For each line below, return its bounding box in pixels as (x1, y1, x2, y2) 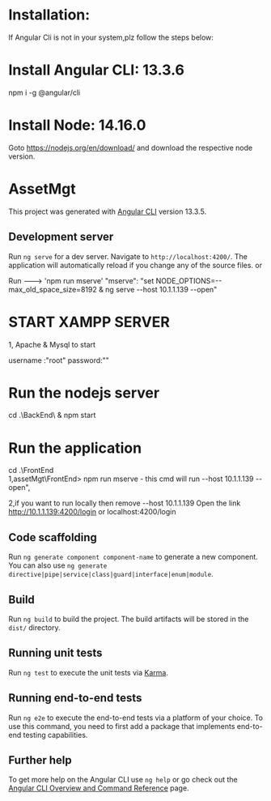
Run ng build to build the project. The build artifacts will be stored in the (8, 614, 249, 624)
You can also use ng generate (8, 560, 108, 570)
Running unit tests (8, 646, 103, 660)
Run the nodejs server (8, 383, 160, 402)
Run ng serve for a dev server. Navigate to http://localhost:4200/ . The (8, 251, 248, 261)
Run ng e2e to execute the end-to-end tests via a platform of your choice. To (8, 713, 264, 722)
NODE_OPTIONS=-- (155, 275, 222, 285)
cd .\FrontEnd (8, 466, 54, 475)
